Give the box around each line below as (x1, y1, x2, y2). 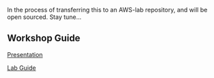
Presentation (7, 50, 43, 58)
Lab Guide (7, 64, 36, 72)
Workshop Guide (7, 33, 81, 44)
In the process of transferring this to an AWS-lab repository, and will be (7, 6, 208, 14)
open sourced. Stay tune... (7, 13, 82, 21)
